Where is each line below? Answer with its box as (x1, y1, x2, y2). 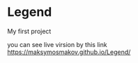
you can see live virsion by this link (7, 40, 107, 48)
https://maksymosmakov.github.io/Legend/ (7, 48, 131, 56)
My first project (7, 27, 52, 35)
